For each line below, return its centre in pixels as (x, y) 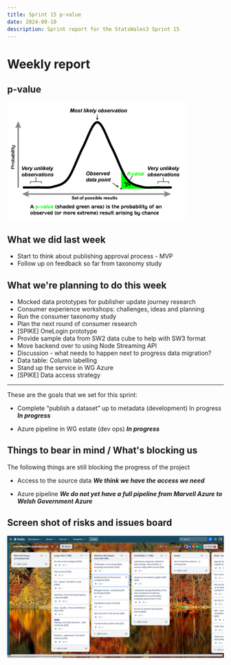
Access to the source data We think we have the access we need (111, 480)
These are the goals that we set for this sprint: (72, 395)
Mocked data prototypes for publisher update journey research (106, 302)
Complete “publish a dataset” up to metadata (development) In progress (119, 408)
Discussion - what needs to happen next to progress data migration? (114, 353)
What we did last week (56, 239)
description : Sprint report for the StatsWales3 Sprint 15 (93, 29)
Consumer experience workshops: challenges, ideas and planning (111, 309)
